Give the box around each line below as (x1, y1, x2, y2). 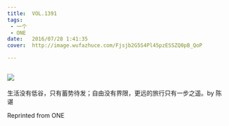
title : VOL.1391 (7, 10, 57, 17)
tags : (7, 17, 23, 23)
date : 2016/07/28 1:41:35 (7, 36, 89, 43)
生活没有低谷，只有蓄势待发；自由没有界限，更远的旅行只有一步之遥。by (7, 89, 214, 97)
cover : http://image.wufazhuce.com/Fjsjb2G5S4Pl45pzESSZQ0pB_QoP (7, 42, 203, 49)
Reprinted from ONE (7, 111, 65, 119)
